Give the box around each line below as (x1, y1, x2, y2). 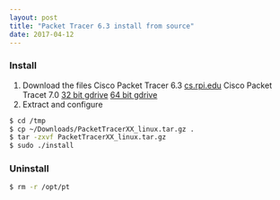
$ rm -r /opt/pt (9, 183, 70, 192)
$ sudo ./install (9, 141, 74, 151)
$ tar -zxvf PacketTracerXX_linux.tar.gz (9, 133, 167, 142)
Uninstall (9, 162, 49, 175)
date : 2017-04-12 (9, 30, 74, 39)
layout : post (9, 13, 58, 22)
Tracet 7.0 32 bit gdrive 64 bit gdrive (22, 89, 158, 100)
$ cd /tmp (9, 116, 47, 126)
